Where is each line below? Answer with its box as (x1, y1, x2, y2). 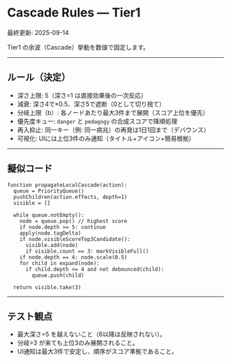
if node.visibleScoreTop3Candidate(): (19, 235, 131, 242)
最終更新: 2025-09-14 (7, 28, 69, 36)
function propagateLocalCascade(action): (7, 181, 128, 189)
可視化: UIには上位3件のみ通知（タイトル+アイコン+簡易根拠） (16, 134, 195, 142)
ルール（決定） (7, 72, 71, 83)
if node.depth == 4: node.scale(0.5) (19, 253, 128, 261)
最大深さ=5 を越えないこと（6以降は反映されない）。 (16, 330, 166, 339)
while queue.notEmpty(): (13, 211, 85, 218)
